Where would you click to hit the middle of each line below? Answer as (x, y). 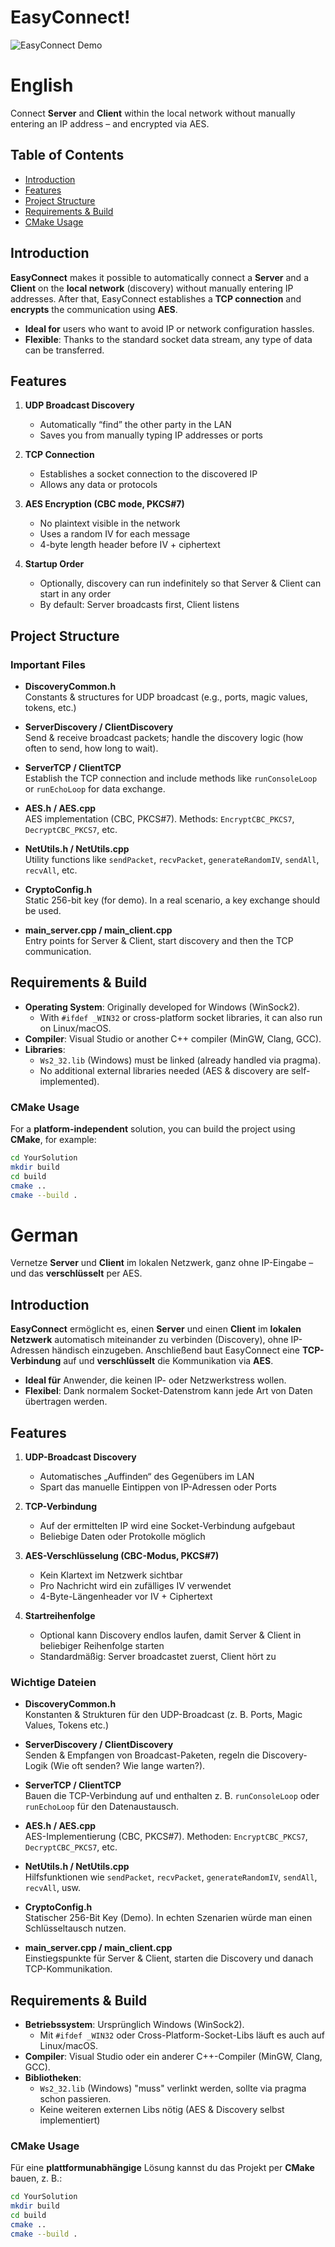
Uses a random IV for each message (115, 534)
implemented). (69, 1081)
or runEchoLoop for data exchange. (95, 789)
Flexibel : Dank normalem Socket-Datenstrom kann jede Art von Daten (168, 1391)
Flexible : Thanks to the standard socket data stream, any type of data (168, 339)
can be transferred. (64, 350)
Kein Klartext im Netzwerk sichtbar (111, 1575)
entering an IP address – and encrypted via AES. (110, 123)
